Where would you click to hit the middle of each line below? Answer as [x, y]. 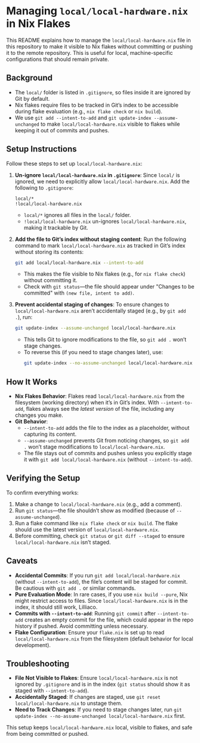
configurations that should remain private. [58, 59]
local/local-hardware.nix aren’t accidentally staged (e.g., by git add [100, 311]
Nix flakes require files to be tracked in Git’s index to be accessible [97, 105]
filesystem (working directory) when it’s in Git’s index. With [87, 403]
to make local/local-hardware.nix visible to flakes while [110, 124]
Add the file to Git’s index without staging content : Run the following [101, 239]
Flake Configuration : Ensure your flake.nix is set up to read [90, 632]
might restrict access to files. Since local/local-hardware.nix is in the [101, 600]
